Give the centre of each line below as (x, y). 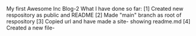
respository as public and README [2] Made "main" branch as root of (94, 15)
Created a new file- (31, 28)
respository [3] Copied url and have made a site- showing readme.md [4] (98, 21)
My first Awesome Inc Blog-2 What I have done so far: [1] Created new (95, 9)
